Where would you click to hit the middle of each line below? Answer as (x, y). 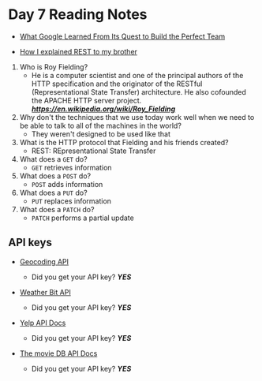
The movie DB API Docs (58, 353)
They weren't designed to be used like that (101, 134)
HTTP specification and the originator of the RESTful (117, 84)
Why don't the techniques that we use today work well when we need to (137, 117)
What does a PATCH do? (57, 209)
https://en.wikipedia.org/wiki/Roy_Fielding (103, 109)
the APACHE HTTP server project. (86, 100)
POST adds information (67, 184)
